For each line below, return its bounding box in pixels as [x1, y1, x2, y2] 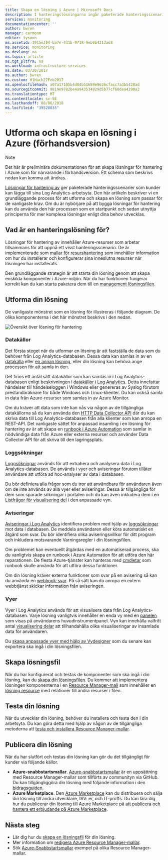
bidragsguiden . [12, 785, 44, 791]
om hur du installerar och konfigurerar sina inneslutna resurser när [5, 255, 142, 261]
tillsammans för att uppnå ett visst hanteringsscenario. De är [5, 244, 129, 250]
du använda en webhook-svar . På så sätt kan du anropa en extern [5, 578, 141, 584]
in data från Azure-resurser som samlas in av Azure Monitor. [5, 395, 130, 401]
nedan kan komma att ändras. [5, 174, 66, 181]
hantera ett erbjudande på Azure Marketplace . [12, 806, 108, 812]
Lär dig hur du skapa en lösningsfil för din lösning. [12, 834, 116, 840]
